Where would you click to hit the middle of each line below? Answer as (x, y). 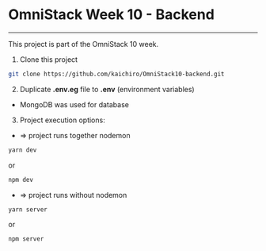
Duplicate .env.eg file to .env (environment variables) (107, 89)
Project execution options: (62, 120)
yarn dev (23, 150)
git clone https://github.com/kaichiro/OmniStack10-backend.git (116, 74)
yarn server (28, 209)
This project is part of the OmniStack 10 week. (84, 44)
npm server (26, 239)
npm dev (21, 180)
